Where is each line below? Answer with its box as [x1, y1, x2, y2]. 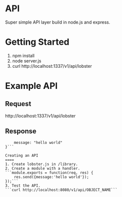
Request [5, 100, 31, 108]
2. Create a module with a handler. [5, 166, 80, 171]
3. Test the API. [5, 183, 41, 188]
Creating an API [5, 153, 38, 158]
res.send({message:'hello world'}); [14, 174, 90, 179]
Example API [5, 81, 58, 91]
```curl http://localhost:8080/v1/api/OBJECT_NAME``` [5, 187, 118, 192]
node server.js [12, 57, 42, 64]
